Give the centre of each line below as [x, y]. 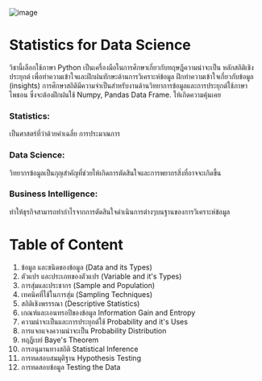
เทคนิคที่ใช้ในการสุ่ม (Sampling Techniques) [86, 294]
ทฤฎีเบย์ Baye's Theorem [60, 340]
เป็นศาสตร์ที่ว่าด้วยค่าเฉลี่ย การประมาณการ [64, 134]
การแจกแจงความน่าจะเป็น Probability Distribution [94, 330]
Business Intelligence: [54, 194]
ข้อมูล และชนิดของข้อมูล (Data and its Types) [86, 267]
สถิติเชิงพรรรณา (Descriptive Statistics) [80, 304]
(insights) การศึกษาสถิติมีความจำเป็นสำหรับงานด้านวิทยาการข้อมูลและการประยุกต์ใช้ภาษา [129, 86]
